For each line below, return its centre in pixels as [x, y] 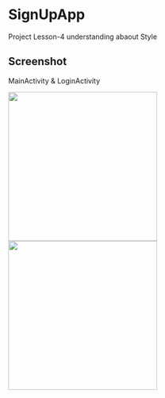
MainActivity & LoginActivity [54, 80]
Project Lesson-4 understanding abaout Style [82, 37]
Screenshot [38, 62]
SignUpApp [47, 15]
